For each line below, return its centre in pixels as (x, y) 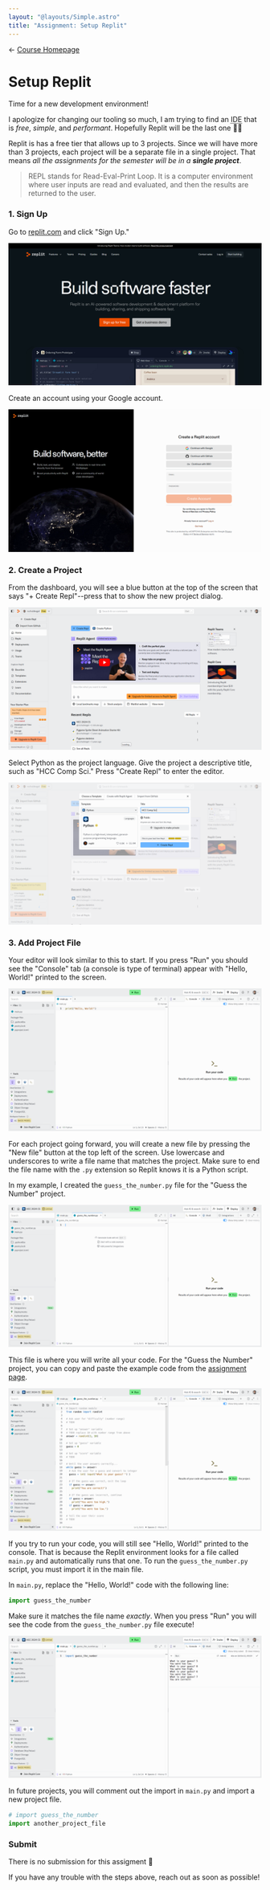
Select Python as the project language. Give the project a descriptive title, (130, 763)
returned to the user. (62, 194)
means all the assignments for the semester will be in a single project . (125, 161)
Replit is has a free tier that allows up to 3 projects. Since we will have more (133, 144)
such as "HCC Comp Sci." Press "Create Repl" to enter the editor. (117, 771)
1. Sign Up (28, 215)
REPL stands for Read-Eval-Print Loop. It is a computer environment (140, 176)
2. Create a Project (45, 570)
